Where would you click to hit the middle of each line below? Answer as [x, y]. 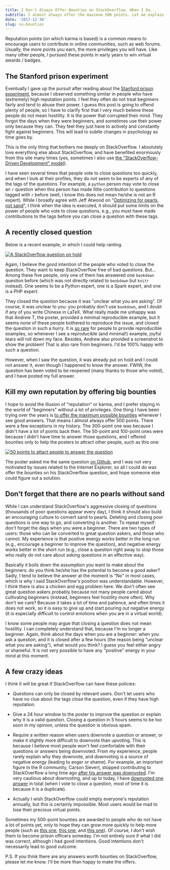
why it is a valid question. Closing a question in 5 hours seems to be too [87, 720]
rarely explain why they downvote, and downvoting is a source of [80, 757]
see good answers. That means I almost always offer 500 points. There [79, 420]
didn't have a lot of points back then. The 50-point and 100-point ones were [84, 431]
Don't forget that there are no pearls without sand [85, 494]
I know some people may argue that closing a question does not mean [78, 623]
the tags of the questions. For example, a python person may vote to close [82, 184]
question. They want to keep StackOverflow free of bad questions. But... [80, 270]
